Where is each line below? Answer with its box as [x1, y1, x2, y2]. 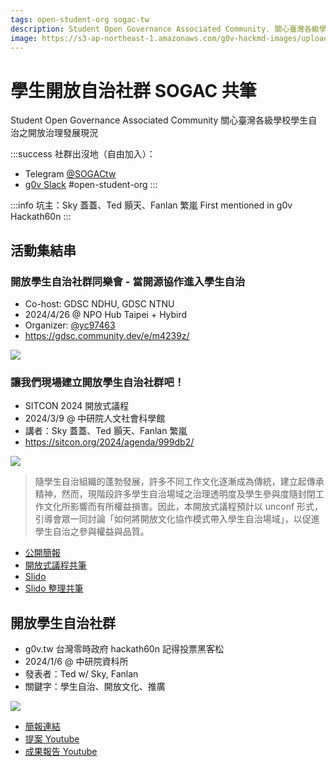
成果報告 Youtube [24, 746, 98, 758]
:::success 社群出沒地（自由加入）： [10, 148, 156, 160]
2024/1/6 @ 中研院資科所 [24, 656, 129, 668]
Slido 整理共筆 [24, 582, 84, 595]
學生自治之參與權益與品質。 [34, 526, 150, 538]
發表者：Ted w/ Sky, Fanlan [24, 668, 139, 680]
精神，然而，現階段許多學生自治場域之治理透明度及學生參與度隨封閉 [34, 488, 316, 500]
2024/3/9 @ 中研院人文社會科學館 [24, 412, 166, 425]
